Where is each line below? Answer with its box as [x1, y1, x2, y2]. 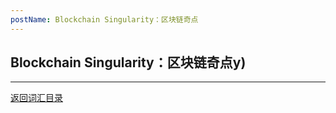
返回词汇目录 [10, 92, 63, 104]
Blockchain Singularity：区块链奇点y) [10, 54, 247, 71]
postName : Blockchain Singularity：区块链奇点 [10, 14, 199, 25]
